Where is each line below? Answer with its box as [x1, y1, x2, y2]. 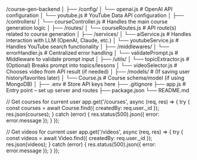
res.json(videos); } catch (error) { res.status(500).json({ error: [6, 141, 156, 148]
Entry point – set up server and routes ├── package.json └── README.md [6, 87, 189, 94]
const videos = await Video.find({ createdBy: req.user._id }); [6, 135, 153, 141]
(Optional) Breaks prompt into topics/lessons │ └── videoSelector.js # [6, 62, 177, 69]
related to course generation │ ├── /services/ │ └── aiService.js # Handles [6, 31, 192, 38]
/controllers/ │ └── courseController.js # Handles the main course [6, 18, 168, 25]
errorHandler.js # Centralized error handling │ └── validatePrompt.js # [6, 49, 179, 56]
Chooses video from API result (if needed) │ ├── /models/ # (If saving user [6, 68, 190, 75]
